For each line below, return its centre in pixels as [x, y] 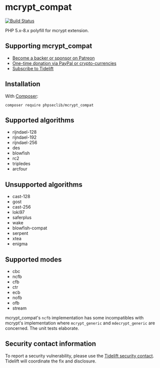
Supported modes [33, 259]
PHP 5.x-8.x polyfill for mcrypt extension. [47, 30]
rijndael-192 [24, 137]
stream [20, 308]
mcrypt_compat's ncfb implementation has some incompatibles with [75, 318]
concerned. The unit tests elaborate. [42, 328]
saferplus [22, 217]
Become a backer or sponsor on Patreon [54, 58]
